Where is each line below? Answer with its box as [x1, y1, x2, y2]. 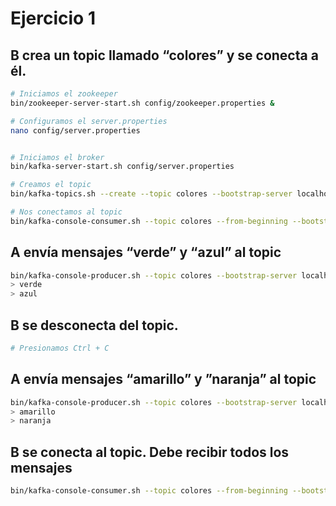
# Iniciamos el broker [10, 152, 105, 162]
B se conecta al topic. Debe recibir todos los [10, 443, 290, 461]
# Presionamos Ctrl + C [10, 343, 110, 353]
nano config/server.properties [10, 125, 141, 136]
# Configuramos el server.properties [10, 116, 168, 126]
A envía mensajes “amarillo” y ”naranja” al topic [10, 371, 317, 388]
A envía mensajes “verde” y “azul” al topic [10, 244, 282, 261]
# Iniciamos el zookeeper [10, 89, 118, 99]
